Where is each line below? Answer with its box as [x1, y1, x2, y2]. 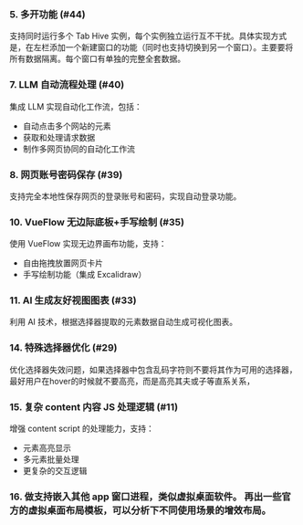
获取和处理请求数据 [22, 131, 96, 142]
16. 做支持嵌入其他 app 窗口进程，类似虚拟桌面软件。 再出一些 [9, 490, 282, 503]
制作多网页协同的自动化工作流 [22, 143, 135, 154]
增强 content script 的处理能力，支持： [9, 423, 155, 435]
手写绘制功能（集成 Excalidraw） [22, 269, 147, 280]
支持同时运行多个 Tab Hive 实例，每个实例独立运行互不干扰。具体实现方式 [9, 30, 287, 42]
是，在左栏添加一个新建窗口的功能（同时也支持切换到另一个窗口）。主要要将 [9, 42, 294, 53]
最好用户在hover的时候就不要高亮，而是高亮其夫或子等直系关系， [9, 375, 256, 386]
